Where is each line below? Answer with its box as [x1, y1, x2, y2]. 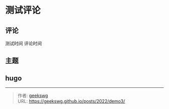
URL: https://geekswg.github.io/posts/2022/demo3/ [17, 98, 125, 104]
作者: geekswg [17, 92, 48, 98]
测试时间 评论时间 [5, 41, 42, 46]
